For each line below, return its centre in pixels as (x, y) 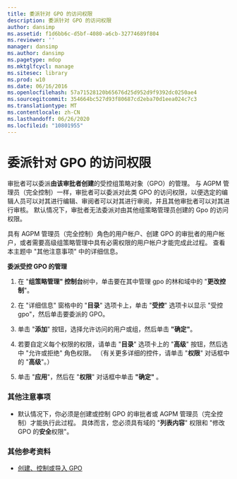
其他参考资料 (29, 451)
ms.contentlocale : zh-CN (44, 112)
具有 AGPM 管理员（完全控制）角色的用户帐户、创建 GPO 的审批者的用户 (113, 234)
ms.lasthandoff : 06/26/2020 (49, 119)
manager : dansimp (33, 47)
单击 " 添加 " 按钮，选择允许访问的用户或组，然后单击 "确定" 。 (107, 329)
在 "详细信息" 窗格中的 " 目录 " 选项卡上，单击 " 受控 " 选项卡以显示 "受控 (120, 305)
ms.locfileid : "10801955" (45, 125)
